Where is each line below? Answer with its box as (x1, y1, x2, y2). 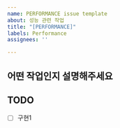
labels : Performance (7, 29, 68, 37)
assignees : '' (7, 36, 49, 43)
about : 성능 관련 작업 (7, 17, 65, 24)
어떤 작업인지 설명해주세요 (7, 70, 113, 82)
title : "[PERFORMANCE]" (7, 23, 77, 30)
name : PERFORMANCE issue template (7, 10, 108, 17)
